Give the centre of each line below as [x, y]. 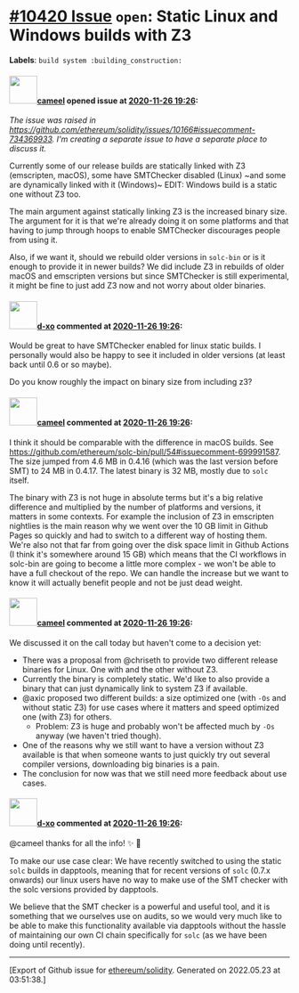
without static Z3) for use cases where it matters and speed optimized [151, 707]
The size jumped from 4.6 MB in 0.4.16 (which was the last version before [144, 461]
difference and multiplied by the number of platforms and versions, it [135, 507]
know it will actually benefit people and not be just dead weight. [126, 582]
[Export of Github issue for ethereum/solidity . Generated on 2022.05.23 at [145, 970]
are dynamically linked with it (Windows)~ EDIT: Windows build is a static [143, 185]
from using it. [33, 240]
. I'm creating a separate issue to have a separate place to [160, 139]
